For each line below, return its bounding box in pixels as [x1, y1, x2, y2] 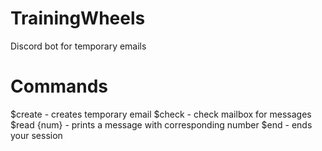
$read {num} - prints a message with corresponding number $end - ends [10, 118, 313, 131]
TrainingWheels [10, 7, 146, 30]
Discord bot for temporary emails [10, 40, 147, 52]
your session [10, 129, 63, 141]
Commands [10, 75, 109, 98]
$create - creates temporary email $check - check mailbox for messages [10, 108, 312, 120]
